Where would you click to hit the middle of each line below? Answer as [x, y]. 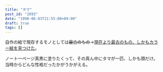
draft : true [17, 23]
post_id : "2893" [21, 14]
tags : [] [14, 28]
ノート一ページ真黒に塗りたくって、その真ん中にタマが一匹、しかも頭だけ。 [81, 58]
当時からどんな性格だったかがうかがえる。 [48, 65]
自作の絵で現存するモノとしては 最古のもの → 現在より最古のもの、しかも [77, 42]
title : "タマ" [19, 9]
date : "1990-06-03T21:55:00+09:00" [41, 18]
